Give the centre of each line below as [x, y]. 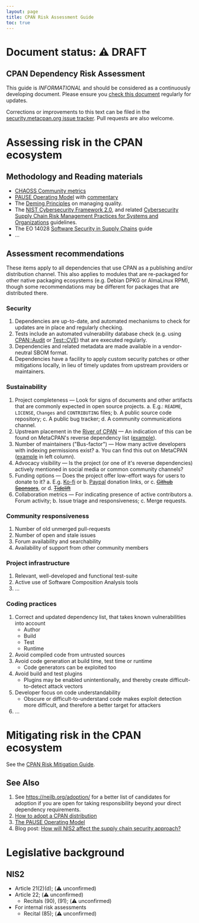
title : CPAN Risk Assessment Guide [50, 17]
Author [32, 629]
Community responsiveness [48, 516]
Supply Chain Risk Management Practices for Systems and [86, 216]
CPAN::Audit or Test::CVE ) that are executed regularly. [81, 340]
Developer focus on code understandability [68, 692]
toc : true [18, 23]
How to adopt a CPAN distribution [56, 816]
